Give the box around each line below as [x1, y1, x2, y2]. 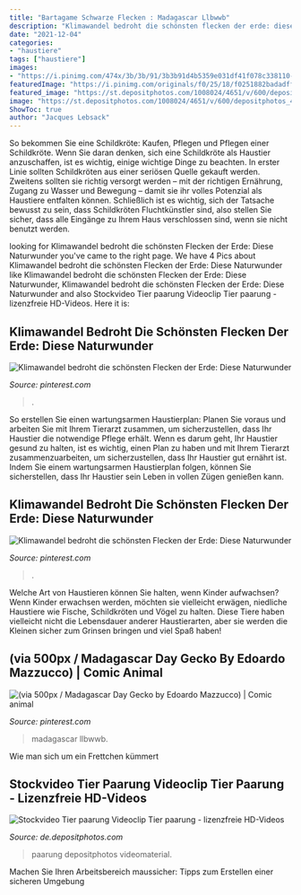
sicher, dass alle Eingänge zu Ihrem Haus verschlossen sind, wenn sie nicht [9, 214, 288, 225]
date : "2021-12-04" [9, 30, 82, 39]
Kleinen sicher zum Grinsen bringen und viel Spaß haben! [9, 625, 222, 636]
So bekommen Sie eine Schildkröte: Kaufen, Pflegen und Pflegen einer [9, 138, 270, 149]
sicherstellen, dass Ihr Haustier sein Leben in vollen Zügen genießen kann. [9, 471, 284, 482]
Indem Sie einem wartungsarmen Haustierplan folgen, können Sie [9, 461, 252, 472]
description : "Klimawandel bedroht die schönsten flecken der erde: [9, 22, 271, 30]
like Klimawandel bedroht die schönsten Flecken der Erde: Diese [9, 270, 247, 281]
